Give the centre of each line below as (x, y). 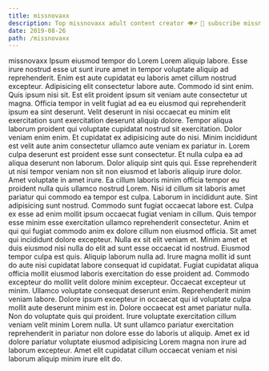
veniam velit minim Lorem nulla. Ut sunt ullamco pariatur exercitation (121, 325)
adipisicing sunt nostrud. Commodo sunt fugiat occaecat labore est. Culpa (131, 206)
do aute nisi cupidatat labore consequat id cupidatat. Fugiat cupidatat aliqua (133, 265)
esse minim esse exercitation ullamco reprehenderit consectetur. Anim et (129, 223)
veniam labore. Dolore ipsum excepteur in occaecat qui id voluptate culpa (130, 299)
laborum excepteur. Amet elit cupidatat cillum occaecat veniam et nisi (123, 350)
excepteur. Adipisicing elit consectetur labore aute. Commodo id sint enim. (131, 87)
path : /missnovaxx (39, 38)
